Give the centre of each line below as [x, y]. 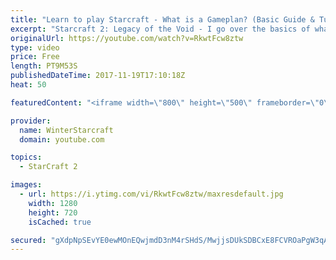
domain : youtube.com [62, 139]
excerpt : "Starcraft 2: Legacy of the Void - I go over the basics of [160, 29]
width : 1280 [53, 203]
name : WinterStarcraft [66, 130]
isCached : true [60, 222]
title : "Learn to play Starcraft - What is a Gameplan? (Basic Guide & [162, 19]
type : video [35, 47]
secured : [28, 240]
